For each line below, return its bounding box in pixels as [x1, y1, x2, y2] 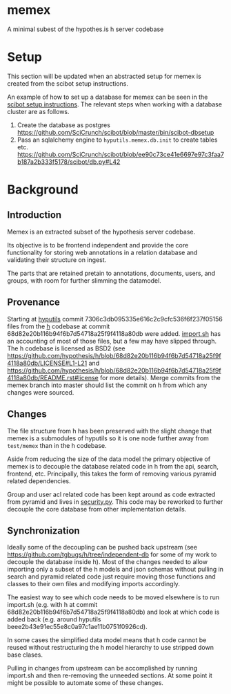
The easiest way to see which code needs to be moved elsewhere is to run [7, 593, 219, 601]
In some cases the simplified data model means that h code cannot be [7, 636, 207, 644]
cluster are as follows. [7, 107, 70, 115]
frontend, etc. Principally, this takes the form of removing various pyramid [7, 469, 217, 478]
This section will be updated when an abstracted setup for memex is [7, 72, 201, 80]
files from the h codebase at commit [7, 322, 110, 330]
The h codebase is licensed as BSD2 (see [7, 344, 125, 353]
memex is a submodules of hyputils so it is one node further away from [7, 434, 209, 442]
